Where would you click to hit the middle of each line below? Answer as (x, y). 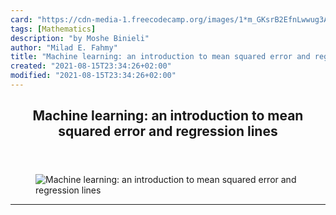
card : (21, 19)
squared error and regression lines (168, 131)
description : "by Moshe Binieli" (80, 38)
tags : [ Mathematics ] (53, 29)
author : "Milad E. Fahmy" (64, 47)
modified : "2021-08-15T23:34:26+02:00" (93, 76)
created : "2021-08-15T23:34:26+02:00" (91, 66)
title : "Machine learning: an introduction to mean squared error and (160, 57)
